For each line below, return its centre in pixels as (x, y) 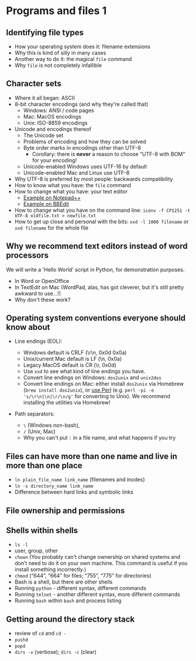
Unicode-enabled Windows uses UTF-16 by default (85, 166)
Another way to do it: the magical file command (73, 59)
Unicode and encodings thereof (53, 129)
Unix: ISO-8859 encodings (55, 123)
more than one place (44, 465)
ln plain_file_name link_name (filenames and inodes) (80, 480)
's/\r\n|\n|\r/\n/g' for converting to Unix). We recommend (97, 396)
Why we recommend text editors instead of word (97, 246)
